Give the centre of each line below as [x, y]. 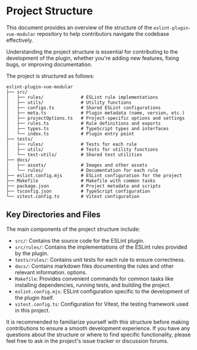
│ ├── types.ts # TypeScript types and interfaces [87, 128]
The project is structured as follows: [50, 76]
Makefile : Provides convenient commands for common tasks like [94, 278]
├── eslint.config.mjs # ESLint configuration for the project [94, 175]
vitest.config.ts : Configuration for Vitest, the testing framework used [101, 304]
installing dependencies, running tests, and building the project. [93, 285]
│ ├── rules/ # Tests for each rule [71, 144]
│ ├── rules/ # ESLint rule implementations [82, 97]
